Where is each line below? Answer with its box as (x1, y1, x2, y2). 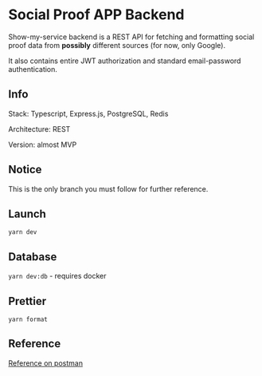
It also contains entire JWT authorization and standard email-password (8, 56, 241, 65)
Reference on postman (8, 358, 84, 368)
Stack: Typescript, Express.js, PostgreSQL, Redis (8, 109, 169, 118)
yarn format (8, 315, 48, 323)
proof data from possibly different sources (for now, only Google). (8, 40, 225, 49)
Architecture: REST (8, 124, 71, 133)
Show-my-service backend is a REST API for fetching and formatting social (8, 32, 255, 42)
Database (8, 250, 57, 263)
